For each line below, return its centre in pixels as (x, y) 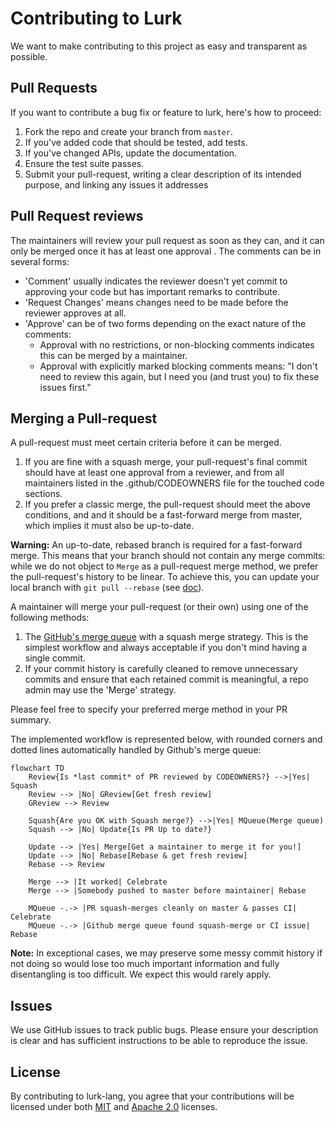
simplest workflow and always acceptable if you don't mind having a (166, 648)
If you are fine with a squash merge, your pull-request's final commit (166, 462)
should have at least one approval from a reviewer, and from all (154, 473)
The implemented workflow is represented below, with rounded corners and (166, 739)
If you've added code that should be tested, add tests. (136, 142)
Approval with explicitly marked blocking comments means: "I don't (178, 366)
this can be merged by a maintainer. (113, 355)
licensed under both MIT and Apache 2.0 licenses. (114, 1106)
